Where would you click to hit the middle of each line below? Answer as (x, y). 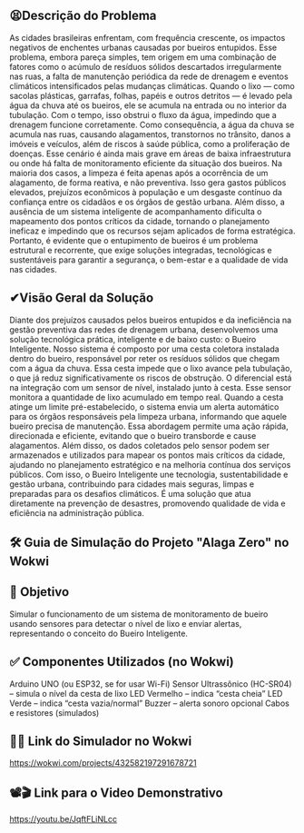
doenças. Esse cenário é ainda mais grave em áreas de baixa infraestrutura (150, 154)
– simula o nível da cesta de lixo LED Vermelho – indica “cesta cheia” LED (146, 693)
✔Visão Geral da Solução (82, 298)
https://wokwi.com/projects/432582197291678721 (103, 763)
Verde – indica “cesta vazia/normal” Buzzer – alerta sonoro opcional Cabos (150, 703)
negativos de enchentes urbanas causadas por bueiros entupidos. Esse (143, 47)
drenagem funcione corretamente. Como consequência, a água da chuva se (152, 124)
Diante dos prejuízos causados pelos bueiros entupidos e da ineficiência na (151, 320)
